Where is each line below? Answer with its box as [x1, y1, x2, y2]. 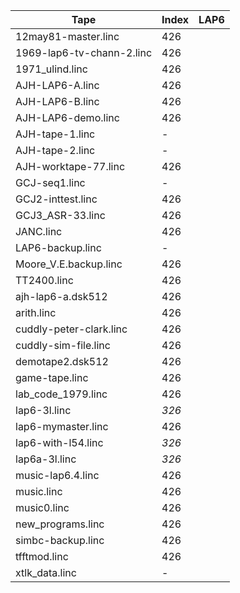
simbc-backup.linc [15, 534, 105, 547]
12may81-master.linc [15, 30, 120, 43]
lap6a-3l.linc [15, 452, 77, 466]
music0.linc [15, 501, 70, 514]
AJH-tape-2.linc [15, 144, 96, 157]
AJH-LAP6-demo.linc [15, 111, 120, 124]
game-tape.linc [15, 371, 89, 384]
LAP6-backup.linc [15, 241, 102, 254]
